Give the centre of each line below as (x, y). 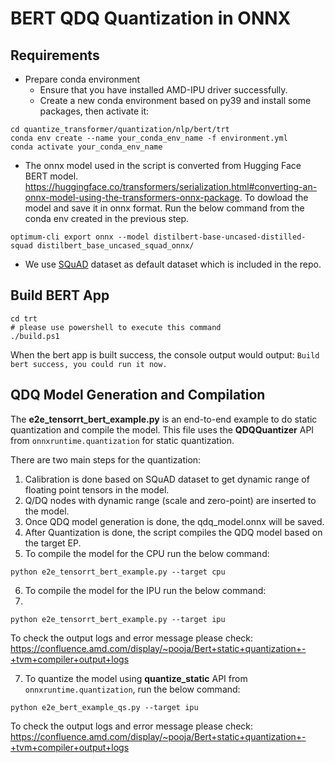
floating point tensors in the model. (97, 489)
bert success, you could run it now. (89, 364)
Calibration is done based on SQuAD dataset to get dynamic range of (167, 479)
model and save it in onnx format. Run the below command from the (164, 208)
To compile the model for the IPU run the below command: (145, 590)
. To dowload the (274, 197)
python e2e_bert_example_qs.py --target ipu (104, 707)
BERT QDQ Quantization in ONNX (151, 18)
